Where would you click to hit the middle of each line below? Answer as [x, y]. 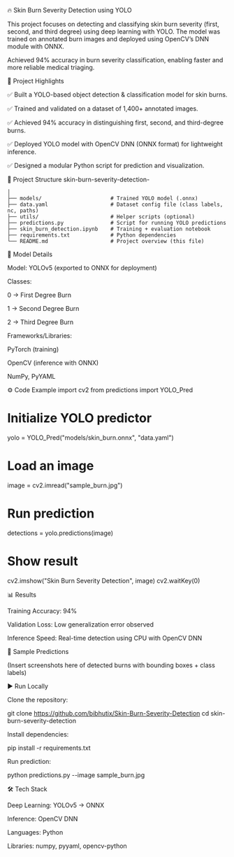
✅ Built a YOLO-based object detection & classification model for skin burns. [117, 95]
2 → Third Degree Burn [41, 322]
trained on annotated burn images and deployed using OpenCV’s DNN [108, 39]
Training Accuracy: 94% [42, 611]
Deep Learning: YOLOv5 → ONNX [56, 805]
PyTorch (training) [33, 349]
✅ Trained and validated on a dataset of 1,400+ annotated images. [103, 109]
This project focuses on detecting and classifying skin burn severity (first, [114, 24]
